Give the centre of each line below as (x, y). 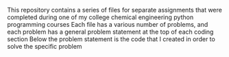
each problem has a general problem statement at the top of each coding (110, 32)
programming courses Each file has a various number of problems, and (108, 24)
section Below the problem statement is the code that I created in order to (111, 39)
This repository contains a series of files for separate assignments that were (115, 10)
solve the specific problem (45, 46)
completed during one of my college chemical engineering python (100, 17)
